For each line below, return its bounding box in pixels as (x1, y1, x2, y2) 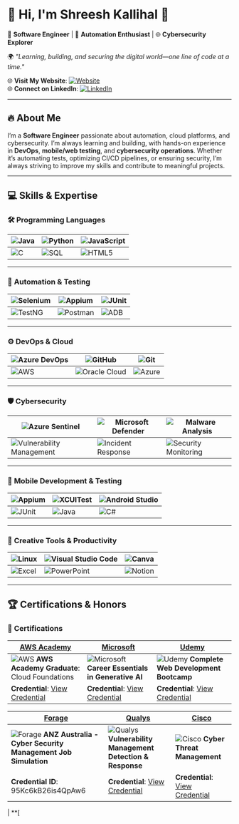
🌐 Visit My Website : (7, 76, 68, 85)
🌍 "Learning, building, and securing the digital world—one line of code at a (7, 52, 230, 61)
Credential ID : (11, 776, 58, 786)
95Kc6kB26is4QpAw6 (11, 786, 86, 795)
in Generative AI (86, 671, 143, 681)
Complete (189, 654, 224, 664)
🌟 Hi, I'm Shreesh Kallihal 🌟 (7, 6, 169, 23)
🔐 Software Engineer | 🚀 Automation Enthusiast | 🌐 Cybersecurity (7, 30, 206, 38)
